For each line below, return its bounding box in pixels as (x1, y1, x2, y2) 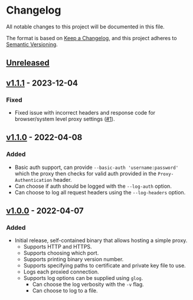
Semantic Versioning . (6, 41, 58, 48)
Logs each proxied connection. (23, 268, 99, 275)
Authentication (14, 177, 53, 183)
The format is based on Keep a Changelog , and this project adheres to (6, 34, 177, 41)
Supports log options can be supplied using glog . (23, 275, 143, 282)
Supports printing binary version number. (23, 256, 124, 263)
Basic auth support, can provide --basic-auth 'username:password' (14, 164, 179, 171)
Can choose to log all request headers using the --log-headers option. (14, 188, 186, 195)
